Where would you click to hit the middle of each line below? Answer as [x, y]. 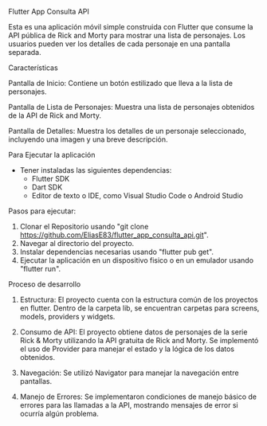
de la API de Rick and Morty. [55, 115]
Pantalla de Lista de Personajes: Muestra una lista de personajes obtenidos [132, 107]
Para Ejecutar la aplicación [52, 155]
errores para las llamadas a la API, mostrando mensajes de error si [129, 405]
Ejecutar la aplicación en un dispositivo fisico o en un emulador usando [136, 260]
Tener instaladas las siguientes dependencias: [96, 170]
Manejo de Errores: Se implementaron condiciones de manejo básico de [138, 397]
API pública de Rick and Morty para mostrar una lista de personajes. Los [127, 35]
